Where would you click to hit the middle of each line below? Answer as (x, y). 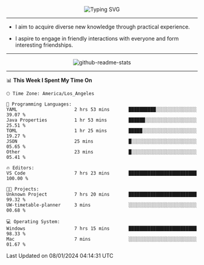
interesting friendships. (44, 45)
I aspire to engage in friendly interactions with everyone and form (97, 39)
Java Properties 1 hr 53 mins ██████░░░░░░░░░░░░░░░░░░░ (102, 120)
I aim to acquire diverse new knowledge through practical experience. (102, 27)
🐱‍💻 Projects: (23, 189)
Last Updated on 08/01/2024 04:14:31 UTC (60, 256)
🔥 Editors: (20, 168)
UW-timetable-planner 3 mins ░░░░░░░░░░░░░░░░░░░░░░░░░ (102, 205)
